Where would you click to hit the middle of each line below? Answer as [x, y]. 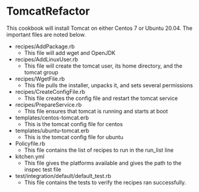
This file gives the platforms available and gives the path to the [103, 163]
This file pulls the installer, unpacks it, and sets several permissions [109, 85]
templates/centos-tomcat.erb [52, 118]
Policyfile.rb [30, 143]
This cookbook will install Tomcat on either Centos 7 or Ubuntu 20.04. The [100, 28]
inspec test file [43, 169]
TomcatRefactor [48, 11]
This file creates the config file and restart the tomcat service [101, 98]
